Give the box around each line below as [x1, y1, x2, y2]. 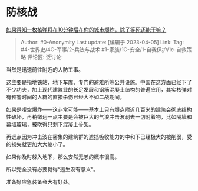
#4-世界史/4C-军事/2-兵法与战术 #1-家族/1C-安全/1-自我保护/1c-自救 [20, 46, 187, 53]
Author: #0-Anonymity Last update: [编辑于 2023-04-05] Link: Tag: [20, 38, 184, 46]
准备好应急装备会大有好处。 [6, 178, 74, 185]
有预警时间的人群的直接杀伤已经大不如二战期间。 [6, 93, 125, 101]
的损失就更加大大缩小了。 [6, 140, 68, 148]
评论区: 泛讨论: [27, 53, 63, 60]
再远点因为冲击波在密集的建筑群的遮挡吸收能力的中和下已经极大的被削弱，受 [6, 133, 192, 140]
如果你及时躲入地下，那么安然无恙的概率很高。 [6, 153, 120, 160]
